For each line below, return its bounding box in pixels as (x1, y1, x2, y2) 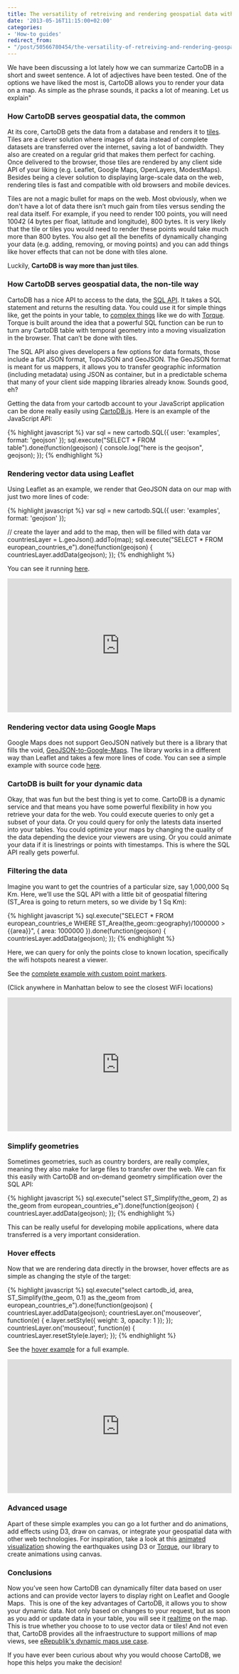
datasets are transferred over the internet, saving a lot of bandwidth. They (7, 143, 225, 151)
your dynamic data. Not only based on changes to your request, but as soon (7, 1606, 231, 1615)
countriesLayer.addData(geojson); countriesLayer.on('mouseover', (7, 1309, 202, 1317)
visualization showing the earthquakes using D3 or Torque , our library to (7, 1542, 219, 1551)
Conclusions (7, 1568, 52, 1578)
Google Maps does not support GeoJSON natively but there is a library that (7, 738, 228, 747)
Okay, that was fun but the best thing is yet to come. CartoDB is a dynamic (7, 795, 225, 804)
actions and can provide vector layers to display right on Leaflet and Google (7, 1591, 230, 1600)
